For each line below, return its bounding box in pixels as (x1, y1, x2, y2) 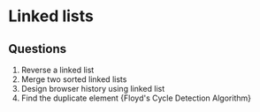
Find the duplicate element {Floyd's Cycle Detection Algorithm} (20, 93, 251, 103)
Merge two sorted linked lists (20, 74, 127, 85)
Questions (8, 41, 67, 56)
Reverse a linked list (20, 64, 95, 75)
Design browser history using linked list (20, 84, 165, 93)
